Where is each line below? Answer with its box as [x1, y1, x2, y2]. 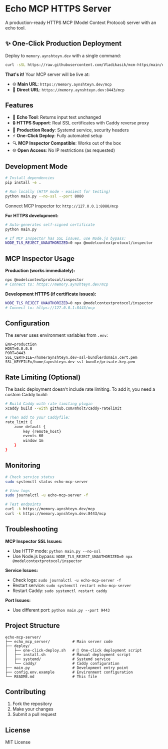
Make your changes [12, 706, 53, 712]
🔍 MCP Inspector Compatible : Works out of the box [12, 140, 121, 146]
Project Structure [5, 622, 60, 630]
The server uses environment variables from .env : [5, 332, 108, 338]
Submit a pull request [12, 712, 56, 718]
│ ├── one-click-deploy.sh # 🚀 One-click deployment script [5, 648, 142, 653]
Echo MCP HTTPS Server [5, 3, 111, 14]
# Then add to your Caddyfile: [5, 415, 70, 420]
